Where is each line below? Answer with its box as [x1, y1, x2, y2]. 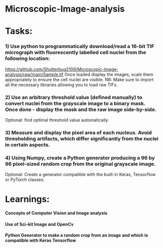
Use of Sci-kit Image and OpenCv [5, 221, 74, 227]
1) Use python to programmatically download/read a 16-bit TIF [5, 43, 155, 50]
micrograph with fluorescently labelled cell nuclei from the [5, 49, 146, 56]
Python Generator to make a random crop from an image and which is [5, 232, 148, 238]
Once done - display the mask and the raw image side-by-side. [5, 106, 157, 113]
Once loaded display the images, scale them [64, 71, 153, 77]
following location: [5, 55, 50, 62]
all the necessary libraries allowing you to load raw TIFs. [5, 82, 118, 88]
